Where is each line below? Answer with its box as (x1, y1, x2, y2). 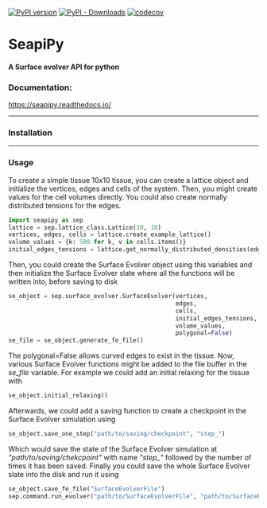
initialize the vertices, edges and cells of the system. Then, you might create (8, 184, 258, 193)
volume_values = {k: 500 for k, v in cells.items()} (8, 238, 187, 246)
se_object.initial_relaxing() (8, 392, 109, 400)
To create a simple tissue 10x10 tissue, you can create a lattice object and (8, 175, 249, 184)
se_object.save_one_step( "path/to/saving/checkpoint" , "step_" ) (8, 430, 226, 438)
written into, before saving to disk (8, 277, 118, 286)
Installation (8, 127, 53, 138)
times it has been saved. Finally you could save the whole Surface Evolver (8, 461, 250, 471)
